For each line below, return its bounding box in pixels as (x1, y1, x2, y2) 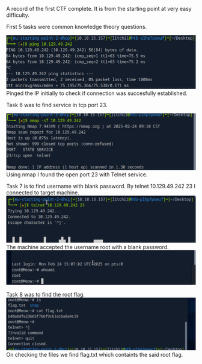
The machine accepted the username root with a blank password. (6, 244, 170, 251)
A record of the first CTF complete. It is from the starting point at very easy (6, 5, 192, 12)
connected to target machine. (6, 189, 80, 196)
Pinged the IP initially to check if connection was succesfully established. (6, 90, 188, 97)
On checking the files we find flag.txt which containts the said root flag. (6, 351, 183, 358)
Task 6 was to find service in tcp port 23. (6, 101, 108, 108)
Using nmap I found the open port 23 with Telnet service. (6, 171, 148, 178)
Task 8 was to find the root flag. (6, 291, 85, 298)
